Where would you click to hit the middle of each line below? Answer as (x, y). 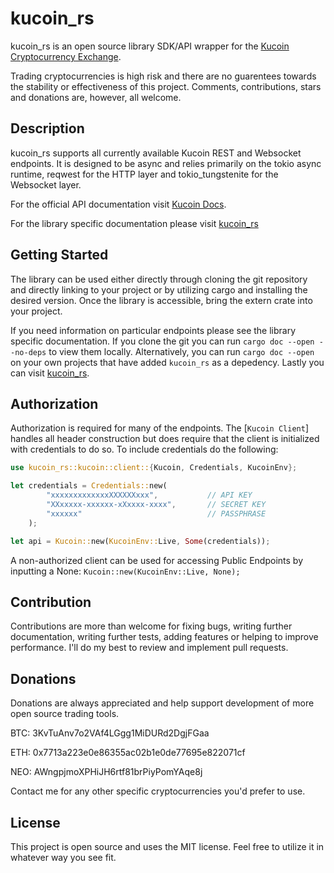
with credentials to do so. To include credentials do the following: (144, 449)
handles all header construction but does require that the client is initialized (165, 439)
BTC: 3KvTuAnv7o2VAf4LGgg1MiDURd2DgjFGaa (110, 733)
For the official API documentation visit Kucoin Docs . (118, 204)
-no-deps (28, 352)
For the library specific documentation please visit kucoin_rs (134, 223)
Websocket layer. (46, 184)
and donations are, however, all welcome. (96, 97)
